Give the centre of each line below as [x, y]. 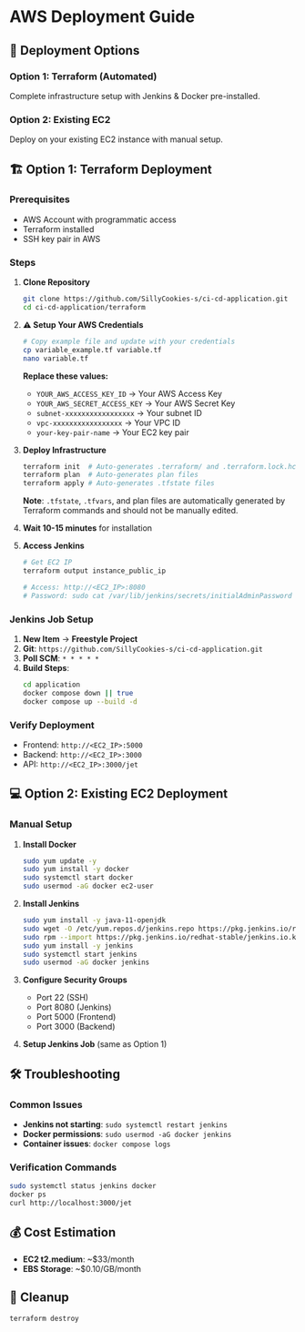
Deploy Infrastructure [64, 450]
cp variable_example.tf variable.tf [92, 350]
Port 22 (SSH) [62, 998]
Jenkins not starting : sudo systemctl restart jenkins [125, 1124]
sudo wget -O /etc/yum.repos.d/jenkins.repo [108, 929]
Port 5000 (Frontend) [76, 1017]
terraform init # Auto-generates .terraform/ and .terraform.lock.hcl [161, 466]
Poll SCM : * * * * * [61, 658]
